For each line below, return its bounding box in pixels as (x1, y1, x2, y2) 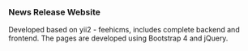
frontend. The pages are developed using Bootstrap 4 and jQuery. (8, 33, 229, 43)
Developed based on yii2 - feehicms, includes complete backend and (8, 25, 241, 35)
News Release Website (8, 6, 101, 18)
